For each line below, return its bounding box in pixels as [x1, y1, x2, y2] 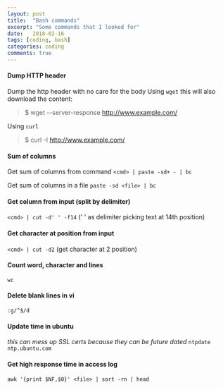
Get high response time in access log [7, 360, 118, 368]
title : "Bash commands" [7, 17, 80, 24]
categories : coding [7, 43, 65, 50]
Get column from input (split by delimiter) [7, 197, 131, 205]
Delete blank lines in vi [7, 291, 75, 300]
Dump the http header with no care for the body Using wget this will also [7, 87, 216, 96]
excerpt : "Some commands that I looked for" [7, 23, 140, 30]
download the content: [7, 95, 72, 103]
